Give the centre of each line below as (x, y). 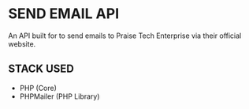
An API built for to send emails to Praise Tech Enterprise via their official (125, 36)
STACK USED (41, 69)
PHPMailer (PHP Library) (59, 96)
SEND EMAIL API (64, 14)
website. (22, 43)
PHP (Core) (38, 88)
